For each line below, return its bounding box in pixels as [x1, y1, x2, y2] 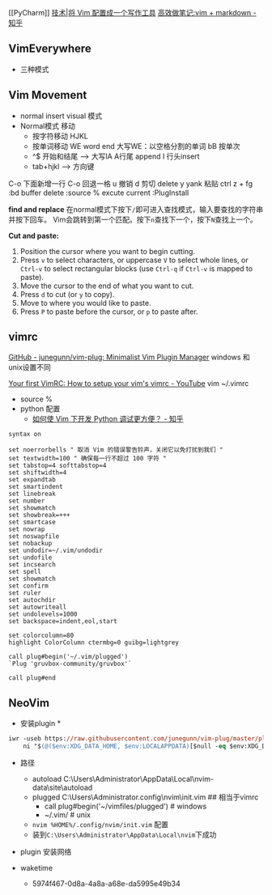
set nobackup [8, 540, 53, 548]
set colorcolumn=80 [8, 631, 74, 640]
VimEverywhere [8, 42, 91, 56]
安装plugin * [19, 719, 62, 728]
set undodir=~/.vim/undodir [8, 546, 104, 555]
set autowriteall [8, 603, 67, 612]
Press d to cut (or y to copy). [19, 289, 115, 299]
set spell [8, 568, 42, 576]
